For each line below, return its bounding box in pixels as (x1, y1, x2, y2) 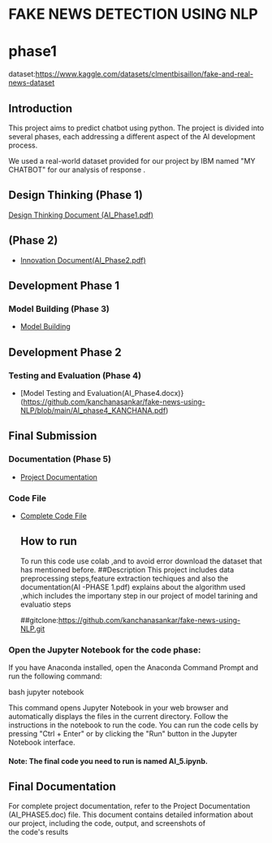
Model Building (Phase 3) (8, 303, 110, 314)
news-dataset (8, 78, 55, 88)
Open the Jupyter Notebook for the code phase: (8, 644, 201, 656)
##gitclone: (19, 615, 59, 625)
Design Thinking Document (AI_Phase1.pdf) (8, 209, 154, 220)
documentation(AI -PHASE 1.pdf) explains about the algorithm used (19, 582, 246, 591)
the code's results (8, 828, 69, 837)
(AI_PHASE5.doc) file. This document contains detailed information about (8, 810, 253, 819)
